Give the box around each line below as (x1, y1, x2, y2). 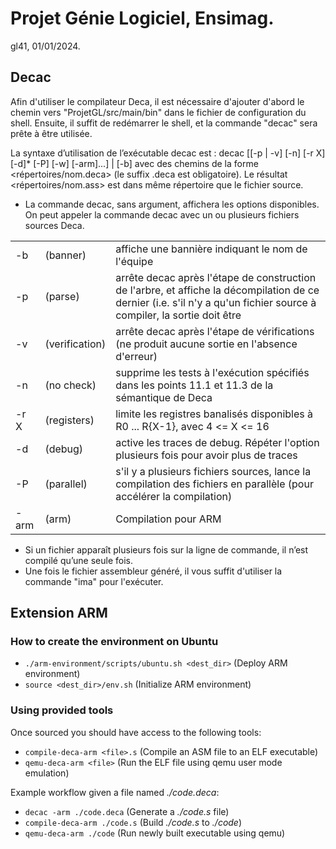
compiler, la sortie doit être (115, 308, 242, 322)
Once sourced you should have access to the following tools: (10, 726, 262, 738)
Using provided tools (10, 703, 114, 717)
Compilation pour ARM (115, 512, 222, 526)
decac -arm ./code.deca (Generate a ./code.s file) (24, 805, 230, 817)
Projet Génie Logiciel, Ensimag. (10, 7, 275, 30)
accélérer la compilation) (115, 489, 233, 503)
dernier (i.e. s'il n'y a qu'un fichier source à (115, 295, 317, 309)
